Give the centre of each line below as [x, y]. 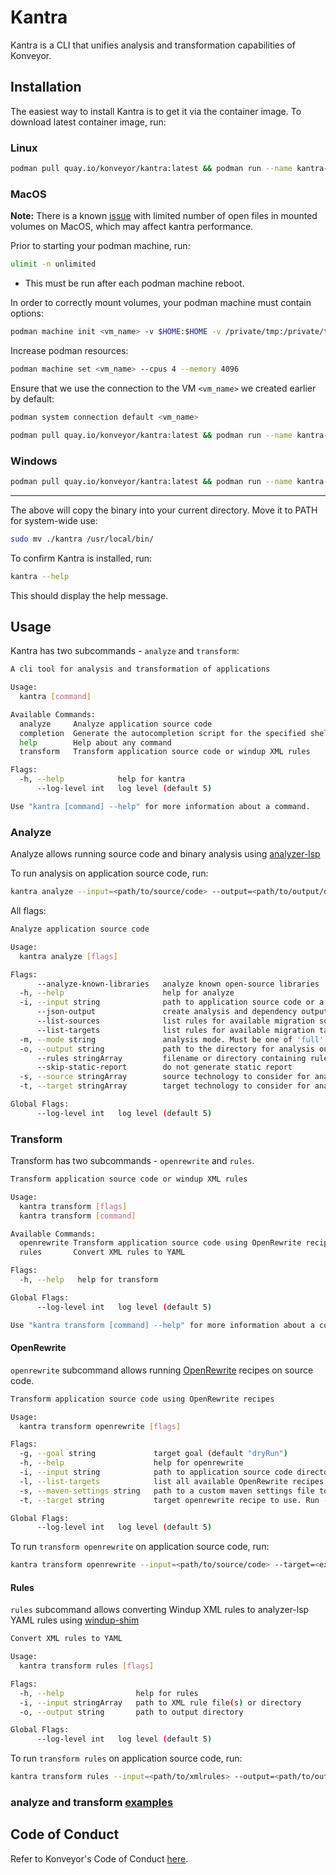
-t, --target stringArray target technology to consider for [165, 1086]
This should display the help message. [89, 595]
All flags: [28, 910]
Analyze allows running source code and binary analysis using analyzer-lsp [165, 854]
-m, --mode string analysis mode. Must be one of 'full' [172, 1039]
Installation [46, 87]
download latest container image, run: [88, 122]
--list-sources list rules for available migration [175, 1021]
